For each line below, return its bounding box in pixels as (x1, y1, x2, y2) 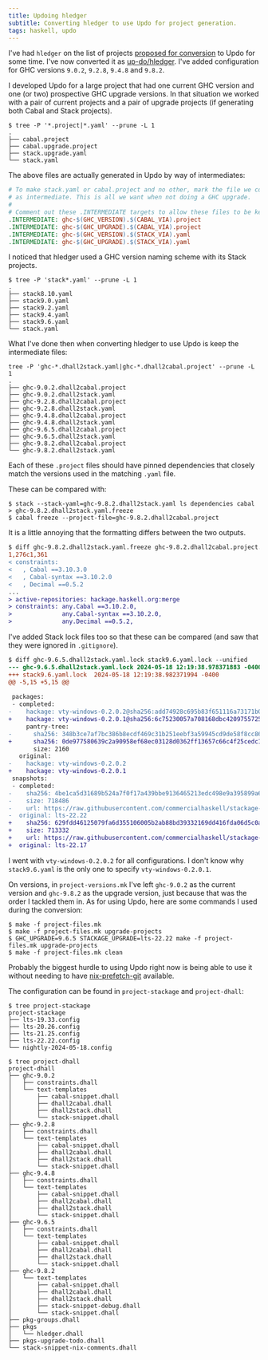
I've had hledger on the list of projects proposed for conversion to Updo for (8, 49, 255, 58)
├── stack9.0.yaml (8, 297, 69, 306)
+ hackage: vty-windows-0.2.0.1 (8, 767, 127, 775)
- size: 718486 (8, 797, 69, 805)
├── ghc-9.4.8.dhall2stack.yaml (8, 419, 116, 427)
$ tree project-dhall (8, 1058, 81, 1066)
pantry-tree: (26, 723, 69, 731)
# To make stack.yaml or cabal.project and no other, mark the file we (8, 186, 251, 194)
